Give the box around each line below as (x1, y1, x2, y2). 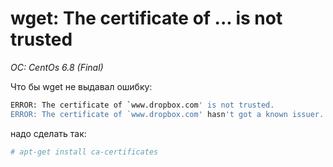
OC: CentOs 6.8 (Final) (10, 61, 104, 73)
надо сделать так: (10, 127, 87, 139)
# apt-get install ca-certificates (10, 147, 159, 157)
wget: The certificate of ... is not (10, 7, 283, 30)
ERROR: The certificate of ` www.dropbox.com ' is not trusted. (10, 100, 275, 110)
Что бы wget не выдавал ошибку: (10, 80, 153, 92)
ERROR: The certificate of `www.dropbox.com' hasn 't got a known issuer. (10, 109, 325, 119)
